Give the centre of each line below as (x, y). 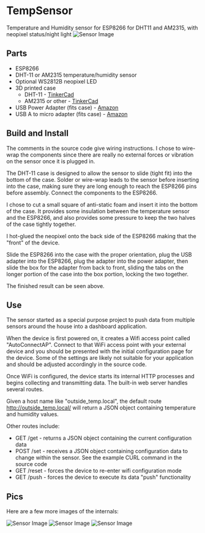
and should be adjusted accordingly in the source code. (76, 364)
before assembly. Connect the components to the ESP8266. (82, 193)
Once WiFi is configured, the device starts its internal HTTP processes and (100, 376)
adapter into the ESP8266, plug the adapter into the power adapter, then (97, 261)
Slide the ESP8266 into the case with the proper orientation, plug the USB (99, 254)
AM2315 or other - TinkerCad (61, 101)
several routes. (25, 389)
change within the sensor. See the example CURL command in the (99, 457)
